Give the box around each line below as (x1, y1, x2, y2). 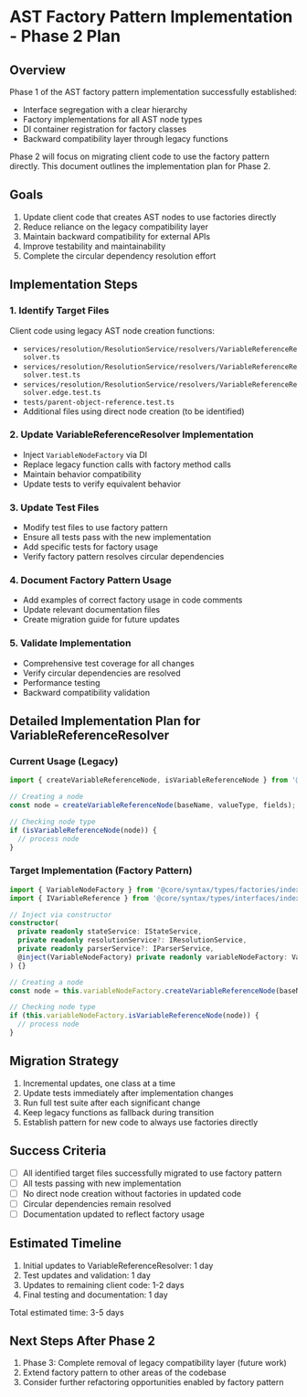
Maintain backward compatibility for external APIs (22, 230, 211, 241)
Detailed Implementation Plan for (9, 713, 201, 729)
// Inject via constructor (9, 910, 112, 920)
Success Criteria (9, 1143, 107, 1158)
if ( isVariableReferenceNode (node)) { (9, 826, 157, 835)
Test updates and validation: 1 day (22, 1269, 151, 1281)
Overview (9, 62, 67, 78)
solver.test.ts (22, 370, 81, 379)
